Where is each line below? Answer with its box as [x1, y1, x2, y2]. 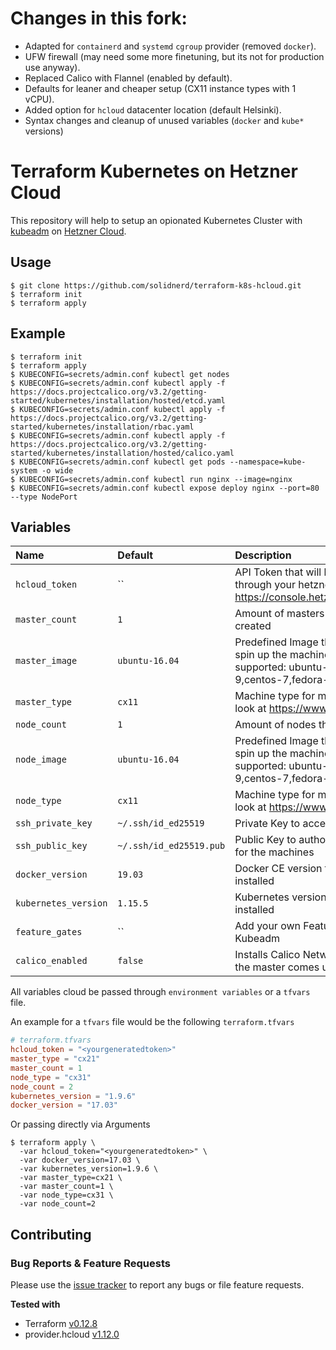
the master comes [234, 960, 320, 974]
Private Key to [234, 817, 301, 831]
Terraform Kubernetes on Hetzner [10, 160, 298, 183]
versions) [24, 125, 64, 137]
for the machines [234, 845, 315, 859]
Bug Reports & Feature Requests [10, 1256, 171, 1270]
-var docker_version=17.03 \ [19, 1155, 141, 1166]
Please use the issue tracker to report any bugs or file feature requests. [10, 1279, 305, 1291]
